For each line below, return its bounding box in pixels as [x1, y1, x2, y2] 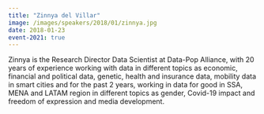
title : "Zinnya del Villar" [8, 11, 101, 20]
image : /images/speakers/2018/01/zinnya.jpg [8, 19, 157, 27]
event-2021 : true [8, 33, 66, 42]
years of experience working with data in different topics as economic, [8, 64, 239, 73]
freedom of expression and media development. [8, 97, 164, 106]
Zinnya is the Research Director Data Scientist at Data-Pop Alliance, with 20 [8, 55, 255, 64]
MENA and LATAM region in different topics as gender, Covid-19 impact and [8, 88, 255, 98]
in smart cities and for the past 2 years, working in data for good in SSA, [8, 80, 243, 90]
